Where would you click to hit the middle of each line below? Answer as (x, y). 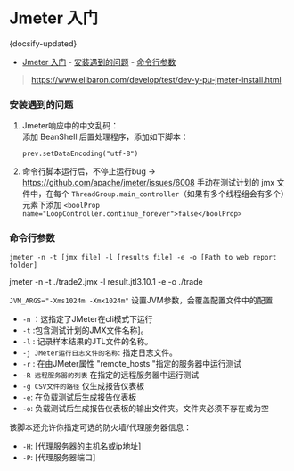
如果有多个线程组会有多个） (238, 194)
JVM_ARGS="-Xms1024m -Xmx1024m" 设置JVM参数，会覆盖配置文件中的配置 (141, 300)
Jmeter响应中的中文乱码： (70, 126)
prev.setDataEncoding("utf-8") (80, 154)
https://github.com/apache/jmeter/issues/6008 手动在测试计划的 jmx (148, 183)
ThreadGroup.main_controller (125, 194)
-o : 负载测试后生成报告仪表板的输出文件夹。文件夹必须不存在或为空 (146, 408)
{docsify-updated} (43, 43)
